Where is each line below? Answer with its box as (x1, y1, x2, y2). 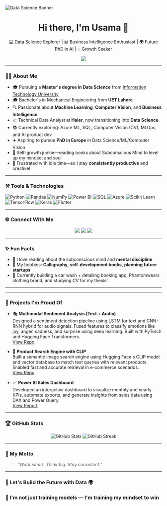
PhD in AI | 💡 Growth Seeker (54, 46, 113, 52)
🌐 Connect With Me (5, 216, 54, 223)
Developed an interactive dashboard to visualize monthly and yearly (12, 387, 152, 393)
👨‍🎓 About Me (5, 72, 37, 79)
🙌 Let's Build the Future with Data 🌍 (5, 479, 93, 486)
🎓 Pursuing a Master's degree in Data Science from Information (12, 84, 147, 90)
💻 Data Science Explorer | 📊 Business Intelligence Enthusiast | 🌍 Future (9, 39, 158, 45)
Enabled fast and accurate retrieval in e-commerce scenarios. (12, 364, 139, 370)
